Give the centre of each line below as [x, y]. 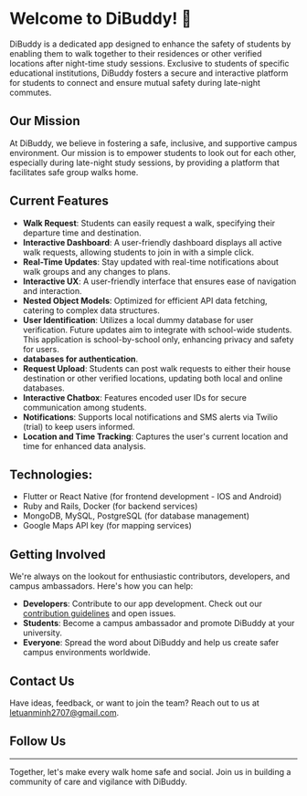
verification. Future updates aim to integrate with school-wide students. [157, 330]
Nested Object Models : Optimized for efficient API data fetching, [145, 300]
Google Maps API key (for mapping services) [107, 526]
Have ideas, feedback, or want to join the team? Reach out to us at [135, 703]
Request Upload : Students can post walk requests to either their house [156, 368]
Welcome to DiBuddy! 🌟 [101, 19]
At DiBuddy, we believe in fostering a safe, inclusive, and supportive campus [153, 143]
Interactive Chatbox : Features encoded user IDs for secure [134, 397]
